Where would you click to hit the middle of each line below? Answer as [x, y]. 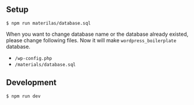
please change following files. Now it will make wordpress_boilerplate [91, 40]
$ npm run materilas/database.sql [49, 23]
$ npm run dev [24, 96]
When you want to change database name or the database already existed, [97, 34]
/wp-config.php [33, 58]
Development [32, 82]
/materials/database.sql [45, 65]
